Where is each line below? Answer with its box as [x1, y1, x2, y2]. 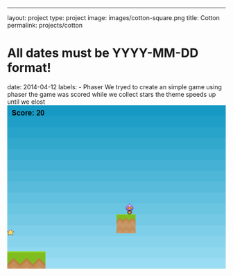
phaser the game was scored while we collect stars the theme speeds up [7, 90, 216, 98]
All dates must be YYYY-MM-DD [7, 46, 199, 61]
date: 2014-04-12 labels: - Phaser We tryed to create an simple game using [7, 82, 222, 91]
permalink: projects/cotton [7, 21, 83, 29]
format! [7, 60, 51, 76]
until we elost [7, 98, 46, 106]
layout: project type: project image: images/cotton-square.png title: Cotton [7, 14, 220, 21]
